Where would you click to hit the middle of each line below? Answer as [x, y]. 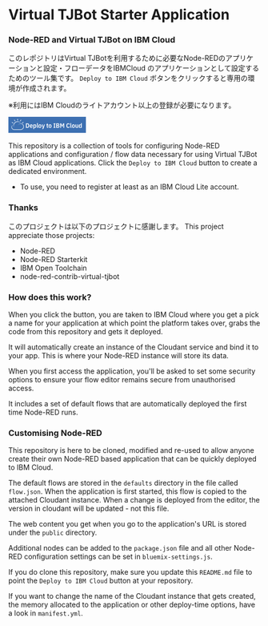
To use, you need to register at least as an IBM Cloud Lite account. [130, 187]
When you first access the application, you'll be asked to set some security [132, 371]
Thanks [23, 208]
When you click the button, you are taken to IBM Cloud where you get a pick [134, 315]
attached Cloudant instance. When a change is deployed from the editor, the [134, 500]
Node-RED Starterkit [54, 259]
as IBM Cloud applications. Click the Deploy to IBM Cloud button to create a [133, 163]
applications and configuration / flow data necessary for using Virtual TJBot [133, 155]
